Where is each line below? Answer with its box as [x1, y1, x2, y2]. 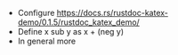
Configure [17, 8, 55, 18]
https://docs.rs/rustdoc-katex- [56, 8, 169, 18]
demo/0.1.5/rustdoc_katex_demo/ [17, 17, 140, 27]
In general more [17, 35, 77, 46]
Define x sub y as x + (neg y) [17, 27, 125, 36]
